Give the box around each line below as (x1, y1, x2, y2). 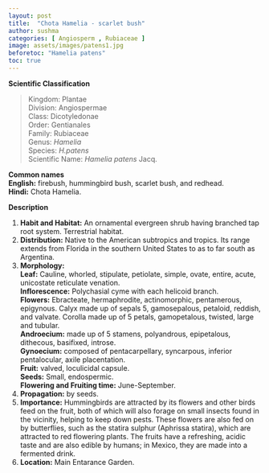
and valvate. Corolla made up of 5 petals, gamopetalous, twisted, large (19, 311, 255, 322)
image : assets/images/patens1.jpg (8, 42, 124, 50)
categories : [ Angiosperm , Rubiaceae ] (8, 34, 146, 43)
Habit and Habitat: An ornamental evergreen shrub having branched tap (19, 218, 259, 228)
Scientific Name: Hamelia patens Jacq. (27, 154, 158, 163)
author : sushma (8, 27, 59, 35)
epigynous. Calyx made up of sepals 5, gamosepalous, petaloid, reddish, (19, 303, 261, 313)
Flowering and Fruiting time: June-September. (19, 380, 177, 390)
